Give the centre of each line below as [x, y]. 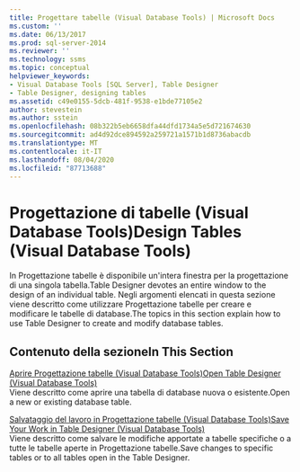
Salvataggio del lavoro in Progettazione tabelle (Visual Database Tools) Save [150, 420]
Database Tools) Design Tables [126, 232]
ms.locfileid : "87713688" [57, 168]
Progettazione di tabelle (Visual [129, 213]
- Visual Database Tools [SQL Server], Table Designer [114, 85]
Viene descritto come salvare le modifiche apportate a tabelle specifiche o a [150, 439]
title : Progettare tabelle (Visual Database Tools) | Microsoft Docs [142, 18]
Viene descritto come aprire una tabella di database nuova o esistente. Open [150, 393]
